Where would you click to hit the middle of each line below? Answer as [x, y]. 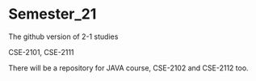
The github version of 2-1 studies [63, 36]
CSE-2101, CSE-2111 [41, 52]
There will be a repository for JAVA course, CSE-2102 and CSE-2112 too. [128, 68]
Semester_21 [52, 14]
